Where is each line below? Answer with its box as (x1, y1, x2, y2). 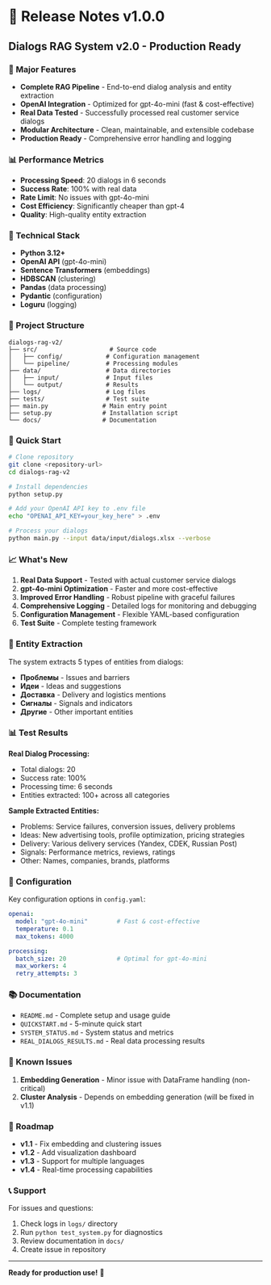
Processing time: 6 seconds (19, 781, 113, 791)
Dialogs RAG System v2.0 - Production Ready (8, 40, 242, 53)
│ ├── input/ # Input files (8, 373, 153, 382)
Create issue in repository (19, 1245, 106, 1254)
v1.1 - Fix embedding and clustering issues (19, 1139, 162, 1149)
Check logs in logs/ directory (19, 1219, 119, 1228)
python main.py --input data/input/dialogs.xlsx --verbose (8, 535, 211, 543)
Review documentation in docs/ (19, 1236, 125, 1246)
